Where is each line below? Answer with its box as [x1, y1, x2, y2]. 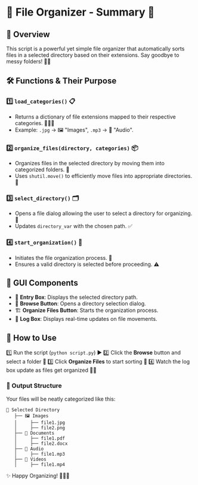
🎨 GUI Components [6, 278, 79, 288]
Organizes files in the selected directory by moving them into [14, 159, 165, 166]
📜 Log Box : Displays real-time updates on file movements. [14, 316, 157, 323]
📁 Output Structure [6, 381, 63, 390]
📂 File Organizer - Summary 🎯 [6, 5, 155, 19]
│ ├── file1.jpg [14, 419, 66, 426]
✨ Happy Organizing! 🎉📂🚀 [6, 472, 70, 479]
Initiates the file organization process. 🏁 [14, 254, 112, 261]
